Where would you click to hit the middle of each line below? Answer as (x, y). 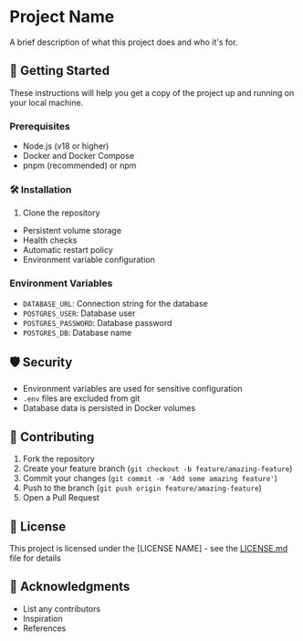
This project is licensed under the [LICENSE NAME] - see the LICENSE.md (149, 549)
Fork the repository (59, 459)
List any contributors (62, 608)
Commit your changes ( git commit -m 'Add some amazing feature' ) (150, 478)
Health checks (50, 240)
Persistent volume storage (72, 231)
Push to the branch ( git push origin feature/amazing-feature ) (142, 488)
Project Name (62, 17)
